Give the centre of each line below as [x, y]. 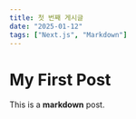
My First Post [60, 79]
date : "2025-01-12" [46, 26]
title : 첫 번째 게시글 [47, 18]
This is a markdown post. [57, 104]
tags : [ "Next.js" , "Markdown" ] [68, 35]
